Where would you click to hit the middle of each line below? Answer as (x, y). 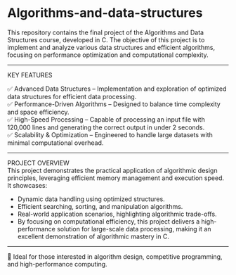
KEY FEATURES (30, 75)
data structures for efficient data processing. (72, 96)
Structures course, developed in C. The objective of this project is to (106, 39)
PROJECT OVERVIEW (38, 162)
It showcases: (27, 185)
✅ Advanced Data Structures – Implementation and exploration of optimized (117, 89)
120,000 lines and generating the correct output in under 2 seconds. (106, 127)
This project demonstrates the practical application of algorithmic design (112, 170)
